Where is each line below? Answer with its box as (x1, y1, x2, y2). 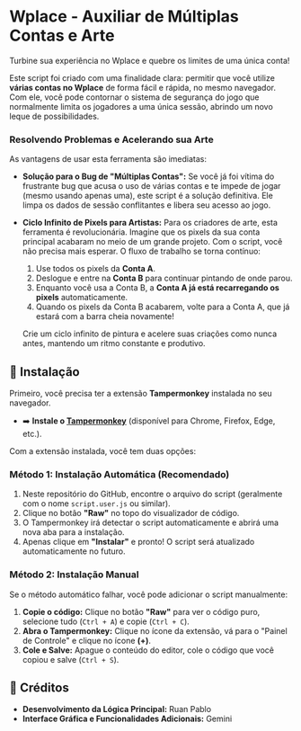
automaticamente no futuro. (22, 546, 126, 557)
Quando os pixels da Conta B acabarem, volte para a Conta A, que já (35, 301, 290, 312)
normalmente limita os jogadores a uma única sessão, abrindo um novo (9, 101, 274, 111)
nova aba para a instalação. (22, 527, 125, 538)
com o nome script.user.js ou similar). (22, 498, 171, 509)
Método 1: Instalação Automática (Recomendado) (9, 468, 230, 480)
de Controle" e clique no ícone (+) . (22, 635, 151, 646)
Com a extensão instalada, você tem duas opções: (9, 446, 196, 457)
